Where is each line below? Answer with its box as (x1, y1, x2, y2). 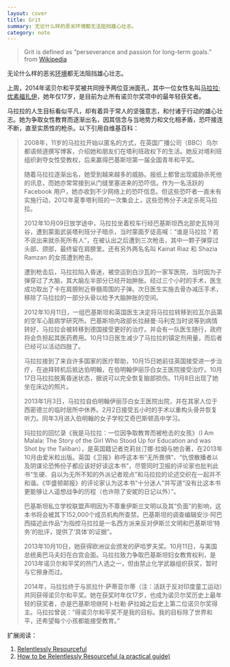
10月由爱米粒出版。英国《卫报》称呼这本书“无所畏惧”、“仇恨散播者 (23, 453, 212, 462)
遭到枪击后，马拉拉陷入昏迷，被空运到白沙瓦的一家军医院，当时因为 (23, 268, 216, 276)
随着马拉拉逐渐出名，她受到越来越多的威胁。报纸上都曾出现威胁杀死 (23, 171, 216, 179)
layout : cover (7, 10, 48, 17)
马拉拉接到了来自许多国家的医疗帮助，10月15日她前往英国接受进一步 (23, 357, 217, 365)
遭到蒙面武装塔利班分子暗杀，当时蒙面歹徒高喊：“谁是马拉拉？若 (36, 227, 219, 236)
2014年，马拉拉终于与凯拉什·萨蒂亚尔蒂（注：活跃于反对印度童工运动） (23, 583, 222, 591)
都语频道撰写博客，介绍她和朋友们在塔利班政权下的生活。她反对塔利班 (23, 147, 222, 155)
